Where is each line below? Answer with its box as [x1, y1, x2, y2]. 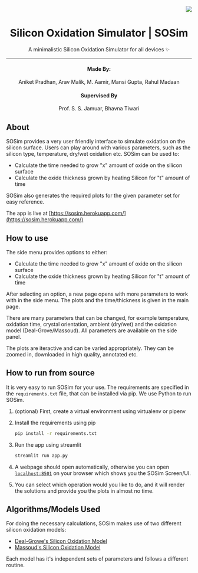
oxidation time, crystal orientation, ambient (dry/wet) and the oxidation [6, 320, 177, 328]
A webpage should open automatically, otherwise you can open [14, 463, 170, 470]
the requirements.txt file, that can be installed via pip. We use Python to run [6, 389, 192, 397]
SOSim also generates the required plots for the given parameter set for [6, 192, 180, 199]
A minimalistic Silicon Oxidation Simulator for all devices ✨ [28, 45, 170, 53]
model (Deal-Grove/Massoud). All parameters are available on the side [6, 327, 177, 334]
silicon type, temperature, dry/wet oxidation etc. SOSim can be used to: [6, 150, 180, 158]
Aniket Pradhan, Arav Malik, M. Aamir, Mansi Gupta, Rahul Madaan [18, 78, 180, 86]
